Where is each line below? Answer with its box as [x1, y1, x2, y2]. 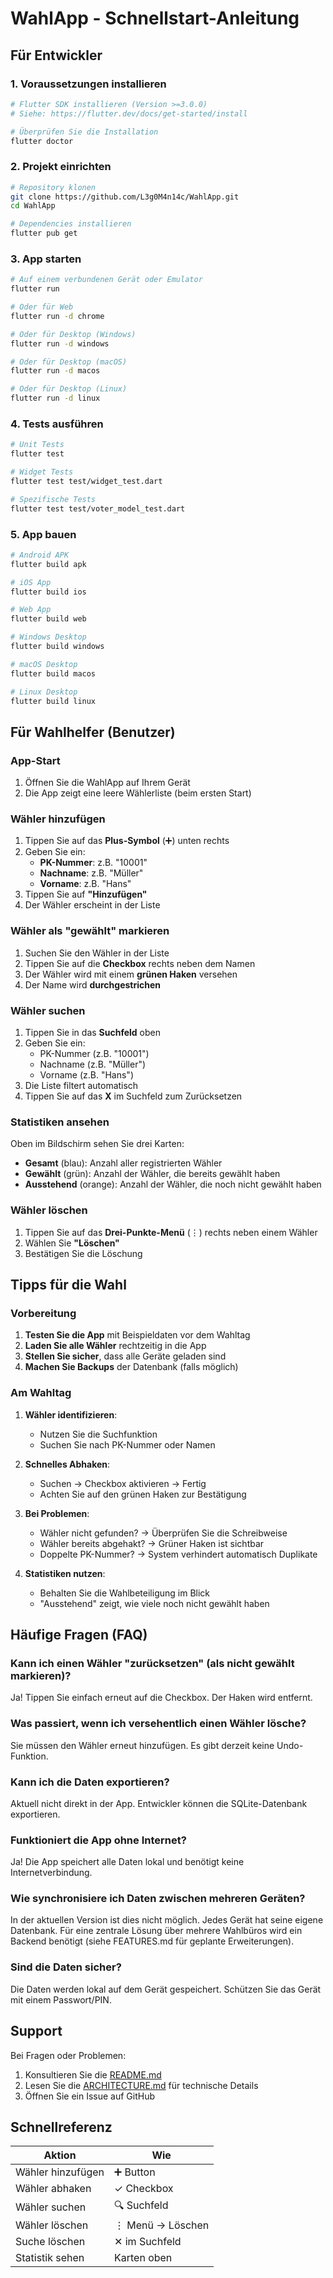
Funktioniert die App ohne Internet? [10, 1833, 187, 1847]
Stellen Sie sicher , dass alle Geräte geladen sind [24, 1350, 227, 1362]
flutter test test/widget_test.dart [10, 477, 163, 487]
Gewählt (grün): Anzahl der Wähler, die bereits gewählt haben [24, 1168, 281, 1180]
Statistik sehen [15, 2251, 85, 2265]
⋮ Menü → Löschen [113, 2218, 210, 2232]
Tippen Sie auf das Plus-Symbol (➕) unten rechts [24, 835, 230, 847]
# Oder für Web [10, 302, 74, 312]
